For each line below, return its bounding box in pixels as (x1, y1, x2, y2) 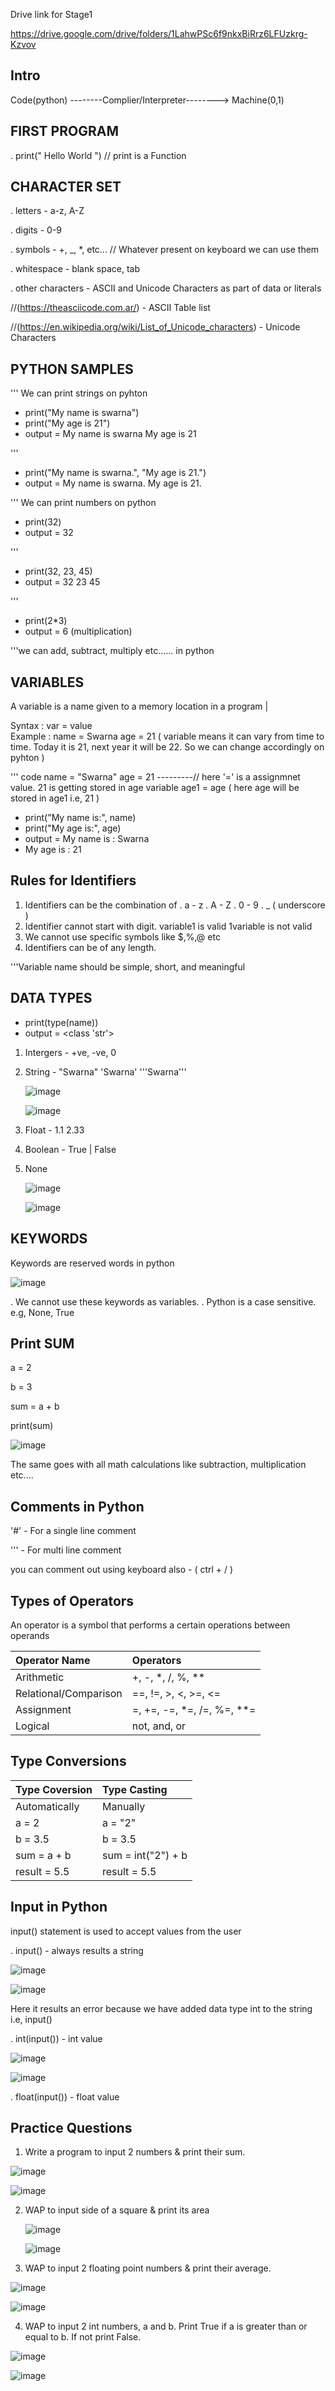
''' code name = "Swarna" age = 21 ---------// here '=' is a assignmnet (10, 771, 301, 783)
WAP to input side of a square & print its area (24, 2204, 210, 2216)
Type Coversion (15, 1782, 93, 1796)
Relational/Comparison (15, 1686, 123, 1700)
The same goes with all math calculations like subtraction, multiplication (10, 1459, 307, 1471)
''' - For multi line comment (10, 1544, 122, 1556)
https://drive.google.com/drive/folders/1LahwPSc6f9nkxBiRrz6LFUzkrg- (10, 28, 308, 39)
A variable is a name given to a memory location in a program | (10, 700, 269, 713)
